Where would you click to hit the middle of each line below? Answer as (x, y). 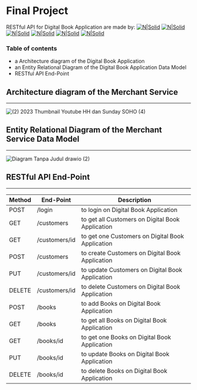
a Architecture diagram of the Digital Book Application (79, 61)
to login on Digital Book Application (129, 210)
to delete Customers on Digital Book (131, 286)
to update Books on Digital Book (125, 354)
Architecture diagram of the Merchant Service (92, 92)
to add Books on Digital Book (121, 303)
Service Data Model (43, 139)
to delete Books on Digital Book (124, 371)
